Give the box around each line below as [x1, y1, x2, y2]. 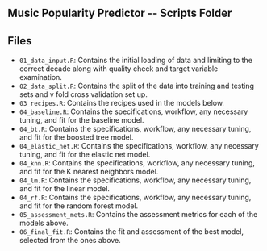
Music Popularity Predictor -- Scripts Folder [7, 6, 232, 20]
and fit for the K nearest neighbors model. [19, 167, 159, 177]
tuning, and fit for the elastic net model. [19, 149, 151, 160]
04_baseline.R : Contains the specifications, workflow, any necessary [19, 107, 248, 116]
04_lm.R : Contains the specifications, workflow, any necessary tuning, [19, 175, 252, 185]
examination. [19, 73, 62, 82]
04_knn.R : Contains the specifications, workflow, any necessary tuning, [19, 158, 256, 168]
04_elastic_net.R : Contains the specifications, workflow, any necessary [19, 141, 259, 151]
